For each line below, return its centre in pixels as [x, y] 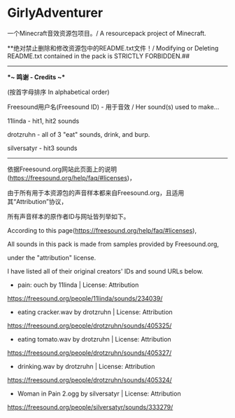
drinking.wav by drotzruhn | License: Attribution [86, 366]
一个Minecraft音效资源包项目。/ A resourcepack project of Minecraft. [107, 33]
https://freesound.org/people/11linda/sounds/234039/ [85, 298]
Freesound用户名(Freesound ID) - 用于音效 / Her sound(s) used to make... [113, 107]
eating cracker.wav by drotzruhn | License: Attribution [95, 312]
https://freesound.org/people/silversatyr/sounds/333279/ [90, 407]
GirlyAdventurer [55, 13]
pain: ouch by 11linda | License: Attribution [78, 285]
